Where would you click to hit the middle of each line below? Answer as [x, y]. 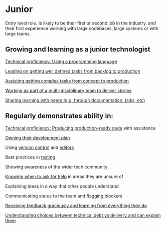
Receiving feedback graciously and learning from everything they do [76, 205]
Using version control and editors [40, 147]
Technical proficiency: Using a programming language [61, 61]
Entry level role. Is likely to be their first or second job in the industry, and [81, 23]
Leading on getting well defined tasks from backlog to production [73, 71]
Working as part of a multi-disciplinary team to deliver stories [68, 90]
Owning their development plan [38, 137]
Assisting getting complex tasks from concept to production [67, 80]
